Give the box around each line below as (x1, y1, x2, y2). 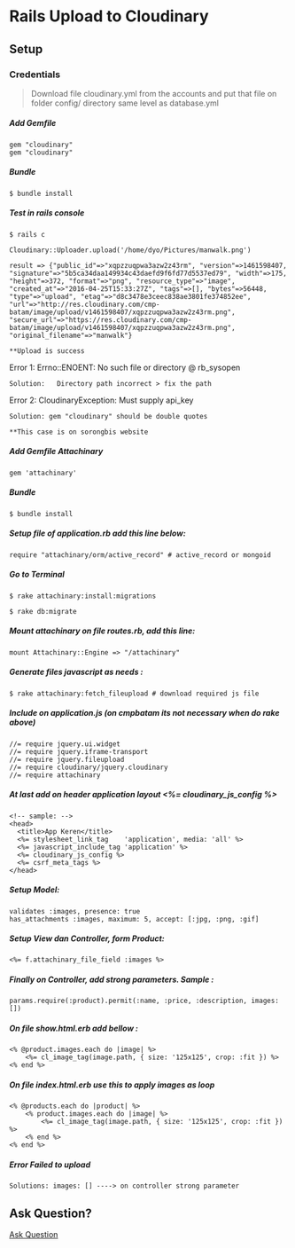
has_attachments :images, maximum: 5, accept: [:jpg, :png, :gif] (9, 914, 260, 923)
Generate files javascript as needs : (9, 667, 144, 678)
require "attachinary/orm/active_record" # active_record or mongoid (9, 550, 272, 560)
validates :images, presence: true (9, 907, 141, 915)
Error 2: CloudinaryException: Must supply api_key (9, 395, 194, 405)
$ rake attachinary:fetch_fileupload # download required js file (9, 689, 260, 698)
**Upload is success (9, 346, 86, 356)
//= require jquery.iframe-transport (9, 747, 149, 756)
